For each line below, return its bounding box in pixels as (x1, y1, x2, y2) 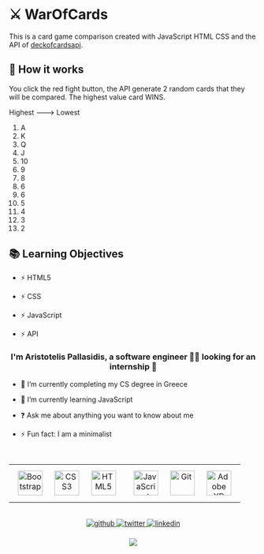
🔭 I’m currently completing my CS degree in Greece (20, 379, 188, 388)
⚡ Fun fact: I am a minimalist (20, 429, 113, 439)
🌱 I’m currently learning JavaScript (20, 395, 133, 404)
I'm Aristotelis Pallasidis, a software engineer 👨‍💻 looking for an (10, 351, 256, 362)
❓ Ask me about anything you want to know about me (20, 410, 194, 420)
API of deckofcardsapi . (9, 39, 84, 49)
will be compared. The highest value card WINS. (9, 92, 166, 102)
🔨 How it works (9, 63, 84, 77)
